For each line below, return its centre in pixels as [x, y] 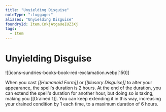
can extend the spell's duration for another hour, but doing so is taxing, [79, 93]
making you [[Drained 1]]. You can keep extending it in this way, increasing [83, 98]
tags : [11, 29]
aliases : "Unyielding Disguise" [39, 19]
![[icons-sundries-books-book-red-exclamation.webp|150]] [67, 72]
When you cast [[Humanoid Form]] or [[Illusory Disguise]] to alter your [79, 82]
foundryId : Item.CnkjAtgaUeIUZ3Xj [42, 24]
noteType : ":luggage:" [29, 15]
